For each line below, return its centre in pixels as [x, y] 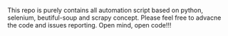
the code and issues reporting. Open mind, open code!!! [89, 25]
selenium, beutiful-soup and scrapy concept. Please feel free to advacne [114, 18]
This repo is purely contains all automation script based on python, [105, 10]
